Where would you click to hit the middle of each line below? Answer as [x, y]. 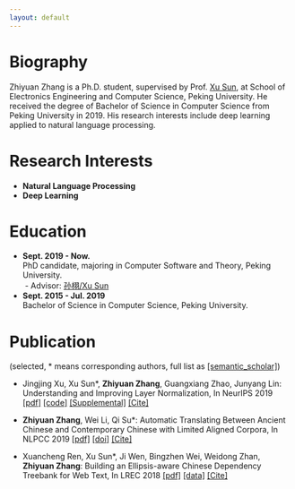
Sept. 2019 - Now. [56, 256]
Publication [52, 342]
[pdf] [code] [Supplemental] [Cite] [86, 403]
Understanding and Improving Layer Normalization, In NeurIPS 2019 [147, 393]
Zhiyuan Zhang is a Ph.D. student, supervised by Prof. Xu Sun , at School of [147, 87]
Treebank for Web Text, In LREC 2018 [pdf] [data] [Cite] [125, 476]
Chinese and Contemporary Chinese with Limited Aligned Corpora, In [150, 430]
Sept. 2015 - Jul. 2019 [64, 296]
